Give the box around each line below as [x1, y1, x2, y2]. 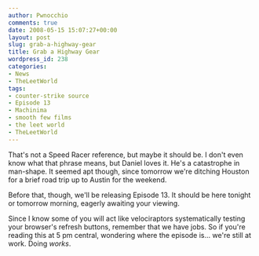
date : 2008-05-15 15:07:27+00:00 [8, 26, 118, 34]
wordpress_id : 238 [8, 56, 68, 64]
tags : [8, 84, 26, 93]
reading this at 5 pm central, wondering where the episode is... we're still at [8, 230, 252, 240]
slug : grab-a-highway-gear [8, 41, 97, 49]
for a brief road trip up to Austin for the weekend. [8, 174, 167, 185]
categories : [8, 63, 47, 71]
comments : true [8, 19, 58, 27]
